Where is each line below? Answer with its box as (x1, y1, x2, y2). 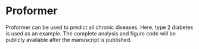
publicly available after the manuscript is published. (5, 36, 132, 43)
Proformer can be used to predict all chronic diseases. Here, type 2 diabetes (5, 24, 194, 31)
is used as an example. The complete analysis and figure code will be (5, 30, 176, 37)
